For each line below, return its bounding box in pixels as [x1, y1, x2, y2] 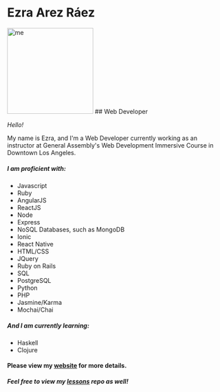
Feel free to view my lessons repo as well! [7, 378, 129, 386]
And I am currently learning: [7, 321, 89, 330]
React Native [16, 240, 54, 248]
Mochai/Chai [16, 305, 54, 314]
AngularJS [16, 196, 47, 204]
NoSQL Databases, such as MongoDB [16, 225, 125, 233]
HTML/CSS [16, 247, 49, 255]
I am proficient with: [7, 164, 67, 172]
